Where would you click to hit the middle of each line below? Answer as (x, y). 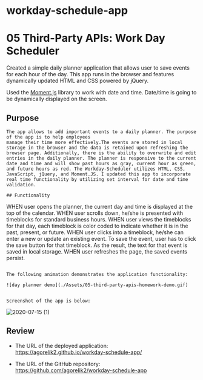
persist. (16, 258)
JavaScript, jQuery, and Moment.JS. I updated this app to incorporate (98, 174)
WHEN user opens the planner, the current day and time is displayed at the (99, 206)
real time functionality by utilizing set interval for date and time (97, 179)
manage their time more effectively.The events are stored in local (95, 142)
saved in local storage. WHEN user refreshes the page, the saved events (97, 251)
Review (21, 331)
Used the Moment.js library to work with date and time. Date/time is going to (101, 93)
